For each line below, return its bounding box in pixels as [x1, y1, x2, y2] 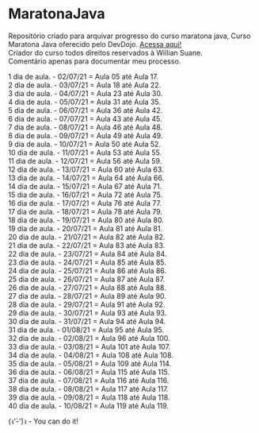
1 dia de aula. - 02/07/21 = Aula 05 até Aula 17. [8, 72, 158, 81]
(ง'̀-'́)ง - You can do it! [8, 416, 79, 426]
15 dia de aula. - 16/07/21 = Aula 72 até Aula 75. [8, 190, 163, 199]
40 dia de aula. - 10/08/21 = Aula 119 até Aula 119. [8, 400, 169, 410]
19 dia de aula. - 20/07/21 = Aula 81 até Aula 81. [8, 223, 163, 233]
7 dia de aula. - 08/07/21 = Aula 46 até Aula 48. [8, 122, 163, 132]
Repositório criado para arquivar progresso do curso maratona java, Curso [8, 31, 251, 41]
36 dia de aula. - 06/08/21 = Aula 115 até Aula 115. [8, 367, 170, 377]
